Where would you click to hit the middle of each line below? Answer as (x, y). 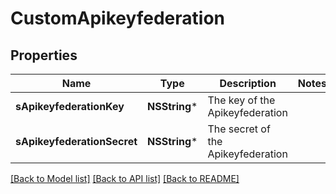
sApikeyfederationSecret (76, 141)
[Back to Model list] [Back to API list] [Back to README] (125, 178)
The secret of (239, 129)
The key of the (241, 100)
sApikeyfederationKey (70, 106)
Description (248, 83)
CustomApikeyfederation (117, 18)
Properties (44, 55)
